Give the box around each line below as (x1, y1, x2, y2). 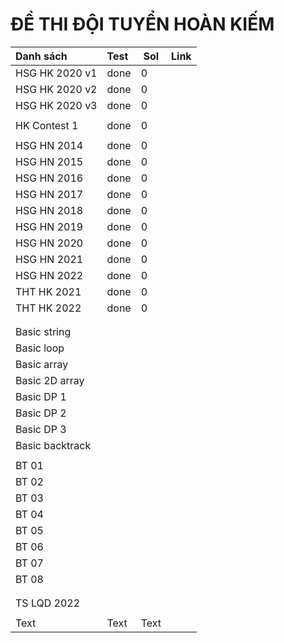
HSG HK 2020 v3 (15, 98, 98, 112)
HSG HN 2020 (15, 236, 84, 250)
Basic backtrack (15, 438, 92, 452)
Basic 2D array (15, 373, 85, 387)
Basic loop (15, 341, 65, 355)
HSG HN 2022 (15, 268, 84, 282)
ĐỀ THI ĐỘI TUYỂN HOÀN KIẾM (10, 13, 275, 36)
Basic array (15, 357, 69, 371)
